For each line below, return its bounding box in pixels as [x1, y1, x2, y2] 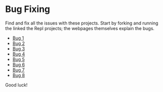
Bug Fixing [5, 3, 50, 15]
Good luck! [5, 81, 28, 88]
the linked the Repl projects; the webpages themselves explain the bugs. [5, 25, 155, 31]
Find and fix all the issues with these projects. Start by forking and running [5, 20, 158, 26]
